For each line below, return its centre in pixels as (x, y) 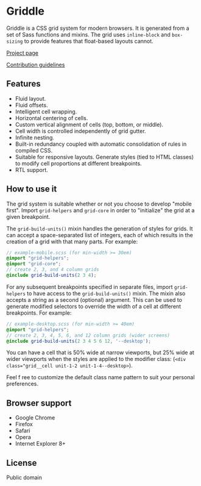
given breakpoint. (28, 216)
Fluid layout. (30, 98)
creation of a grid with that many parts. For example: (72, 241)
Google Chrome (35, 418)
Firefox (24, 424)
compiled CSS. (34, 150)
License (22, 463)
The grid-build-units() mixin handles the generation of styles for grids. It (100, 228)
